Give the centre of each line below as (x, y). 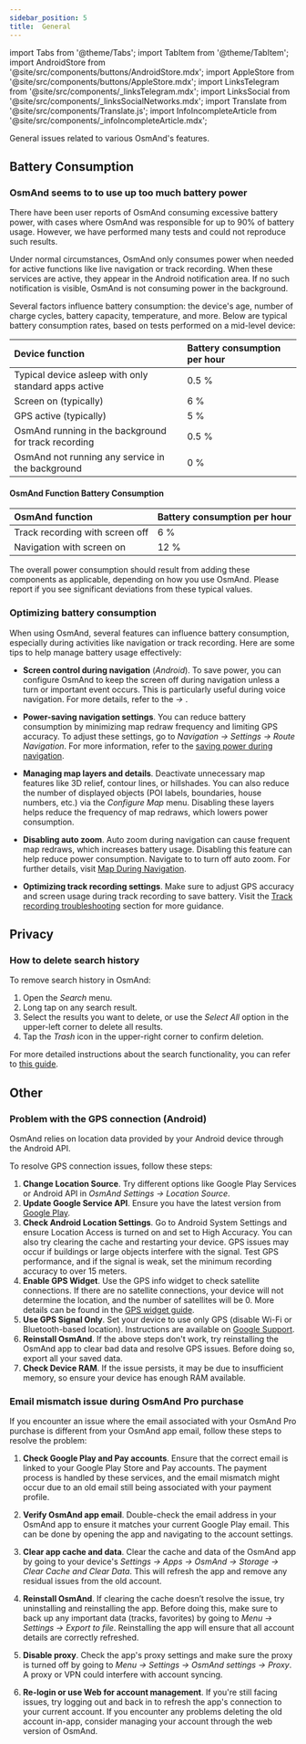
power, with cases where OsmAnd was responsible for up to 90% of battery (152, 222)
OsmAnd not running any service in (90, 457)
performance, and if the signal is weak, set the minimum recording (147, 1262)
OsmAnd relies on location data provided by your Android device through (147, 1139)
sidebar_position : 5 (49, 18)
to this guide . (34, 1064)
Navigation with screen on (70, 547)
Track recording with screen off (81, 532)
